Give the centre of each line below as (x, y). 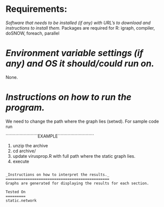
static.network (21, 201)
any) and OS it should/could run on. (80, 64)
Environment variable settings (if (74, 53)
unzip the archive (30, 145)
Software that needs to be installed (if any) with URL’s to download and (78, 23)
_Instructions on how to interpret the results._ (58, 174)
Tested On (16, 192)
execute (21, 161)
